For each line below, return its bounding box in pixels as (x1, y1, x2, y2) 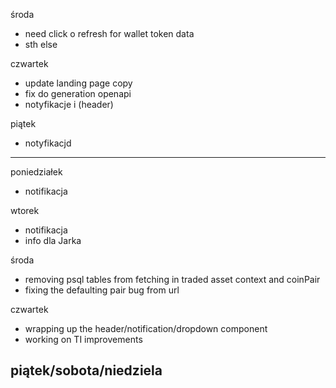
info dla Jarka (24, 235, 82, 246)
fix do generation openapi (24, 88, 132, 99)
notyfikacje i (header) (24, 99, 114, 110)
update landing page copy (24, 77, 133, 89)
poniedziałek (10, 166, 63, 178)
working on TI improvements (24, 334, 143, 345)
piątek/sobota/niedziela (10, 362, 163, 379)
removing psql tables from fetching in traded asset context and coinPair (24, 274, 321, 285)
